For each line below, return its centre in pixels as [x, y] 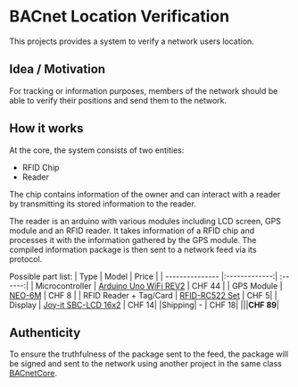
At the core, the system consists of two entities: [97, 150]
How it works [46, 128]
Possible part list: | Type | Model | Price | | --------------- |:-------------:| [144, 276]
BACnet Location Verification [120, 17]
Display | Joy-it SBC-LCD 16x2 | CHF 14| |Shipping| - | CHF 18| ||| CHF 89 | [144, 305]
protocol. [26, 259]
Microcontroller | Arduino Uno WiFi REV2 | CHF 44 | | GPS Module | [159, 286]
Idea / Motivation [57, 69]
